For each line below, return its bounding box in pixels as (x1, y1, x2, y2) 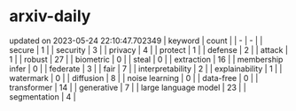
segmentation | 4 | (9, 91, 77, 102)
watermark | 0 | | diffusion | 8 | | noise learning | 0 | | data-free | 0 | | (9, 72, 259, 83)
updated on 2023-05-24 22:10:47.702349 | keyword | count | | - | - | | (9, 35, 263, 46)
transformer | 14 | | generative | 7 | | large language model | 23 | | (9, 82, 246, 92)
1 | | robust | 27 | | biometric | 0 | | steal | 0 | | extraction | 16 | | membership (9, 54, 284, 64)
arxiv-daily (9, 6, 91, 26)
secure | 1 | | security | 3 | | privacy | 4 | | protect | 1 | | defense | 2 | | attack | (9, 44, 288, 55)
